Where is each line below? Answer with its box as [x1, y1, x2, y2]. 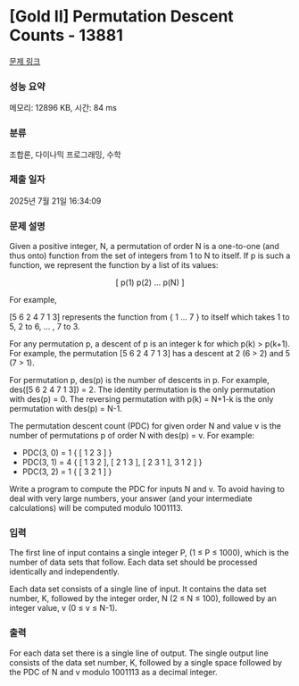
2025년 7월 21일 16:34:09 [9, 195, 102, 206]
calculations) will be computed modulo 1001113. [9, 503, 183, 514]
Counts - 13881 [9, 25, 123, 46]
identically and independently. [9, 566, 120, 577]
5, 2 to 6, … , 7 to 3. [9, 322, 80, 332]
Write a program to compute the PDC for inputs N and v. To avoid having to [9, 484, 286, 495]
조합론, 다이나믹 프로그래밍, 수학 [9, 149, 122, 160]
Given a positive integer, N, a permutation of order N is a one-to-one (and [9, 241, 279, 252]
